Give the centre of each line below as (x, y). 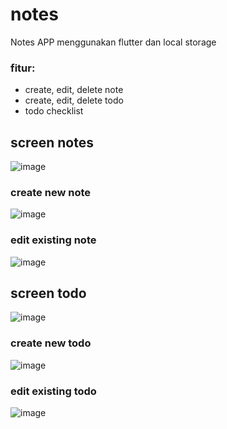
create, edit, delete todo (74, 100)
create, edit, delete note (74, 90)
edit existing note (53, 240)
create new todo (51, 343)
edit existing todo (53, 391)
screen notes (52, 142)
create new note (51, 192)
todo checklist (54, 111)
